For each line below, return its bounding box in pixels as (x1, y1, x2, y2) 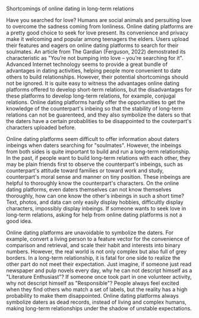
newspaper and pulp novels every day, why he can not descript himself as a (6, 267, 192, 274)
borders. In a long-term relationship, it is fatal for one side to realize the (6, 254, 181, 261)
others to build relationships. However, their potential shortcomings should (6, 74, 188, 80)
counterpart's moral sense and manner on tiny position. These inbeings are (6, 174, 191, 180)
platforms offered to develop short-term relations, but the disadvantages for (6, 86, 192, 93)
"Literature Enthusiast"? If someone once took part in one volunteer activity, (6, 273, 192, 280)
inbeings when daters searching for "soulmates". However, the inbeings (6, 142, 182, 149)
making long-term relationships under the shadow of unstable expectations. (6, 305, 192, 311)
